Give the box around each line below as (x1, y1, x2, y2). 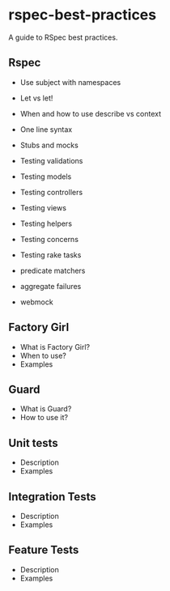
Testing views (19, 202, 67, 212)
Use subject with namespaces (19, 77, 121, 87)
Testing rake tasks (19, 249, 82, 260)
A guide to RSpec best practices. (8, 32, 118, 42)
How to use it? (19, 413, 69, 423)
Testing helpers (19, 219, 73, 228)
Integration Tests (8, 490, 96, 504)
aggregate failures (19, 281, 82, 291)
